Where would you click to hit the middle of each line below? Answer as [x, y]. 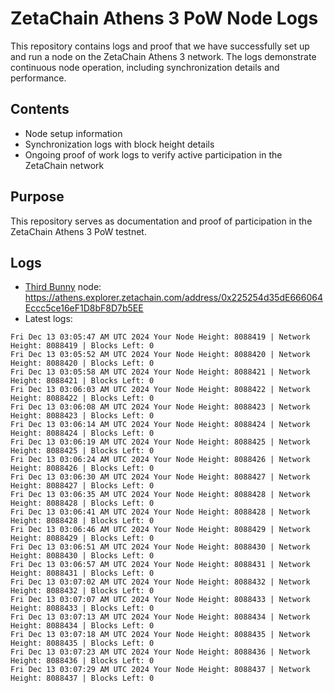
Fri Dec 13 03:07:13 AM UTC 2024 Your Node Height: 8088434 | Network [160, 617]
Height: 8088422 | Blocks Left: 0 [82, 398]
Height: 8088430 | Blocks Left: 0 [82, 556]
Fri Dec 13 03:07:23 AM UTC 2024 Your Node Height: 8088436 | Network [160, 652]
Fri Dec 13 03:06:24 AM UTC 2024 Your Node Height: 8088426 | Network [160, 460]
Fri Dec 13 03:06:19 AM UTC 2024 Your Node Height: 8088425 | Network [160, 442]
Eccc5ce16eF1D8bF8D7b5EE [84, 308]
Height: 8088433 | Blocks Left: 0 [82, 608]
